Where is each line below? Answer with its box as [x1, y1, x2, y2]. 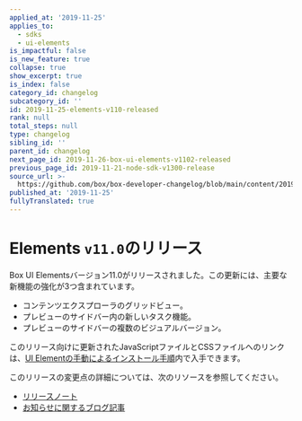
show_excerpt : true [9, 72, 83, 81]
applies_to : [9, 22, 54, 31]
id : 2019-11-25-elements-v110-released [9, 105, 159, 114]
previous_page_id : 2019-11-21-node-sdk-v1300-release [9, 163, 216, 172]
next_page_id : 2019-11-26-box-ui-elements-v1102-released [9, 154, 231, 164]
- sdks [17, 30, 42, 39]
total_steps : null [9, 122, 78, 131]
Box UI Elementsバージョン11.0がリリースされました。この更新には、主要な [9, 269, 288, 280]
